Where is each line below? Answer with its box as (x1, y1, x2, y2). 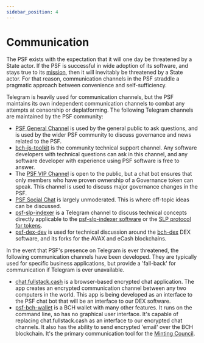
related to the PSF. (15, 137, 62, 145)
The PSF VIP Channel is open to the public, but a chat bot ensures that (15, 170, 192, 177)
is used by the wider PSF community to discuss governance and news (15, 131, 192, 138)
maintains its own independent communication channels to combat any (6, 99, 185, 107)
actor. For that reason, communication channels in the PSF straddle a (6, 74, 180, 82)
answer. (15, 163, 35, 171)
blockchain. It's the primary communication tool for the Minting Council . (15, 330, 195, 337)
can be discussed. (15, 202, 62, 209)
